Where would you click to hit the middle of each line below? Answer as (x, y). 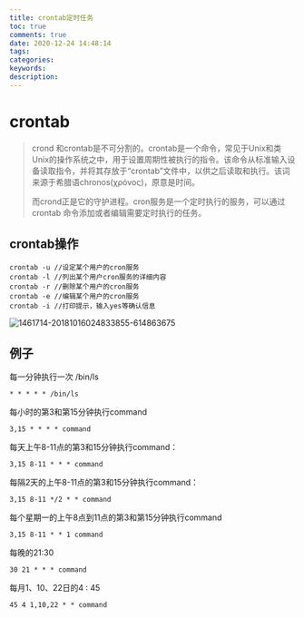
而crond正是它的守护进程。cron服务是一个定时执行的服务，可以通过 (158, 201)
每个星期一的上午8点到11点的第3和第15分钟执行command (116, 517)
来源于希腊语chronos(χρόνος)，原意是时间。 (115, 181)
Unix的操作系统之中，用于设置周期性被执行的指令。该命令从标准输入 (159, 159)
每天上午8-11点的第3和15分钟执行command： (94, 447)
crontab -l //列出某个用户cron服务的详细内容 (88, 277)
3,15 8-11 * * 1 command (56, 535)
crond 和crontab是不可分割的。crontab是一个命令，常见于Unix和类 (157, 148)
